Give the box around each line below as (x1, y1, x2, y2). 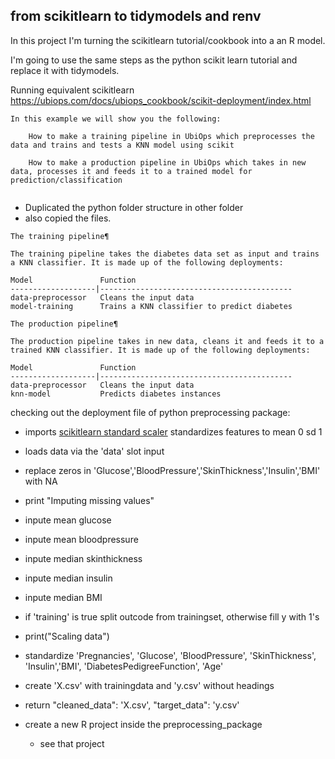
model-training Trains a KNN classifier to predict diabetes (10, 301, 293, 311)
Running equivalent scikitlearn (10, 84, 135, 96)
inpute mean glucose (24, 514, 112, 526)
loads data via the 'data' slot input (24, 445, 165, 457)
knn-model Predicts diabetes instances (10, 389, 222, 399)
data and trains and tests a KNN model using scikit (10, 140, 235, 150)
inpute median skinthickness (24, 552, 143, 564)
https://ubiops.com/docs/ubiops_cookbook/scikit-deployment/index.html (10, 94, 312, 106)
